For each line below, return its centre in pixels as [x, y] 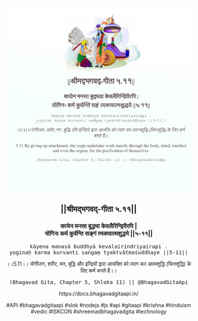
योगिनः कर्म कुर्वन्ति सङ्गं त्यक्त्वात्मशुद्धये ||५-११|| [99, 233]
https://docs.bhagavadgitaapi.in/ [99, 294]
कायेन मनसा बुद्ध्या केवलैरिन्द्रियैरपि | [99, 226]
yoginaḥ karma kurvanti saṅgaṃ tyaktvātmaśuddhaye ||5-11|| [99, 252]
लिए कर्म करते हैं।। [99, 270]
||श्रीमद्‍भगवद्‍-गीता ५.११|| [99, 209]
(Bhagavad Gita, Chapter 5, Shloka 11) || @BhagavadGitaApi [99, 282]
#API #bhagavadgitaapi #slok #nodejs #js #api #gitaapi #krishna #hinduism [99, 305]
